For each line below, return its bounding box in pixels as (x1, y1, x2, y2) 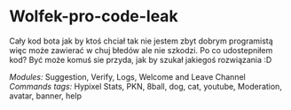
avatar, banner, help (9, 90, 83, 101)
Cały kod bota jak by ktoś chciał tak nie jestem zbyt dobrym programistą (9, 35, 273, 46)
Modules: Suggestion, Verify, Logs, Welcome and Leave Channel (9, 71, 246, 82)
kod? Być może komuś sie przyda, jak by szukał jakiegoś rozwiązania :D (9, 54, 272, 65)
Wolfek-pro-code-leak (9, 6, 179, 27)
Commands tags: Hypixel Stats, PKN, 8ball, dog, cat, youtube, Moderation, (9, 81, 282, 91)
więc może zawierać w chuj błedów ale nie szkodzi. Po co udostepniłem (9, 44, 273, 55)
